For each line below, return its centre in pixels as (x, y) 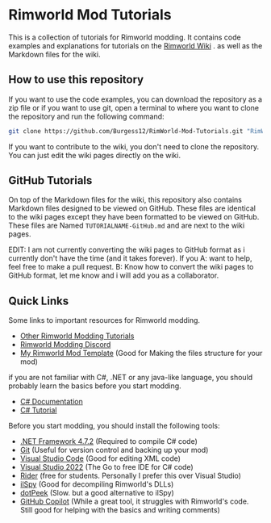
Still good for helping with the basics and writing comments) (120, 510)
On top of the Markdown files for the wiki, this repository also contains (125, 200)
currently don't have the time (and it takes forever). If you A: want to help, (130, 258)
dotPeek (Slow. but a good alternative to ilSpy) (97, 493)
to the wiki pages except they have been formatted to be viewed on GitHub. (134, 217)
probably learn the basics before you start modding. (95, 386)
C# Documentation (51, 402)
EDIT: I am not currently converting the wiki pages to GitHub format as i (127, 250)
